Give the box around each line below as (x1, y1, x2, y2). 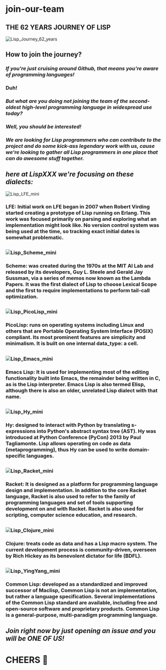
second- (129, 98, 150, 104)
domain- (128, 446, 150, 453)
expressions (5, 428, 36, 435)
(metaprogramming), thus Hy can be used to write (5, 446, 128, 453)
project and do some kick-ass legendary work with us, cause (5, 143, 155, 149)
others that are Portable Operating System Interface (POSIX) (5, 328, 153, 335)
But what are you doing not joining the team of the (5, 98, 129, 104)
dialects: (5, 178, 33, 186)
